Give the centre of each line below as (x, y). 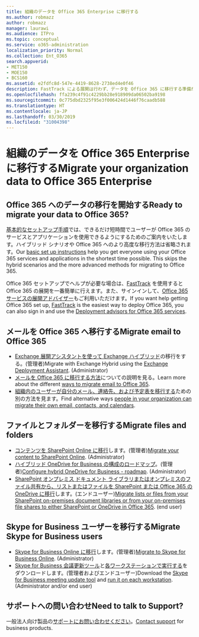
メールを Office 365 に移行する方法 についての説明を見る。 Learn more (100, 377)
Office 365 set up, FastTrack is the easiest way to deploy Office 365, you (95, 305)
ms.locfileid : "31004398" (38, 123)
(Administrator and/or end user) (54, 586)
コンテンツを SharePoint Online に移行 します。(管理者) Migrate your (97, 450)
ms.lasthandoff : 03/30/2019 (41, 117)
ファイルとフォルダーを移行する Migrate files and (96, 426)
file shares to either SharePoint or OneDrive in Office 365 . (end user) (98, 507)
